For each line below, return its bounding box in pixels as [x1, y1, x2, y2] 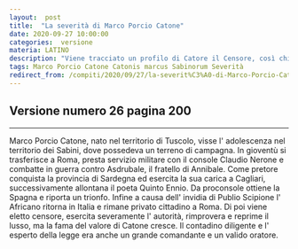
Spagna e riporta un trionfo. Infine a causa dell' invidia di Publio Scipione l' [9, 191, 281, 202]
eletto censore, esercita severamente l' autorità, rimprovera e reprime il [9, 210, 269, 222]
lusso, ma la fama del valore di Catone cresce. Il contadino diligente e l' [9, 220, 270, 230]
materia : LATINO [9, 46, 69, 55]
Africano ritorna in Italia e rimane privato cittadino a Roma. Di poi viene [9, 201, 268, 212]
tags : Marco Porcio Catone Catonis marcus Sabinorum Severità [9, 63, 244, 72]
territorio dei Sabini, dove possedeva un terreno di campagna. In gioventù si [9, 144, 286, 155]
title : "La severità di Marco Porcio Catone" [9, 21, 184, 30]
